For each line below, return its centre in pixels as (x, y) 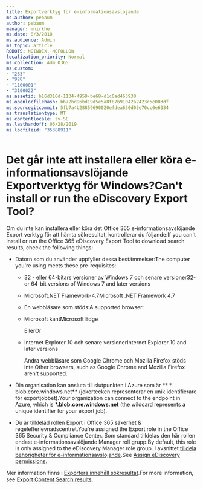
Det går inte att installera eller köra (95, 160)
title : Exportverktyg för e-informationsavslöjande (72, 12)
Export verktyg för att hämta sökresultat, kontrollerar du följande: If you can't (101, 234)
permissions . (31, 461)
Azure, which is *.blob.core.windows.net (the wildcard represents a (100, 404)
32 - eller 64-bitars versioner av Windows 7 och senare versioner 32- (110, 277)
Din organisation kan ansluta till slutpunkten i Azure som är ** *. (94, 385)
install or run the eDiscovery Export (97, 199)
